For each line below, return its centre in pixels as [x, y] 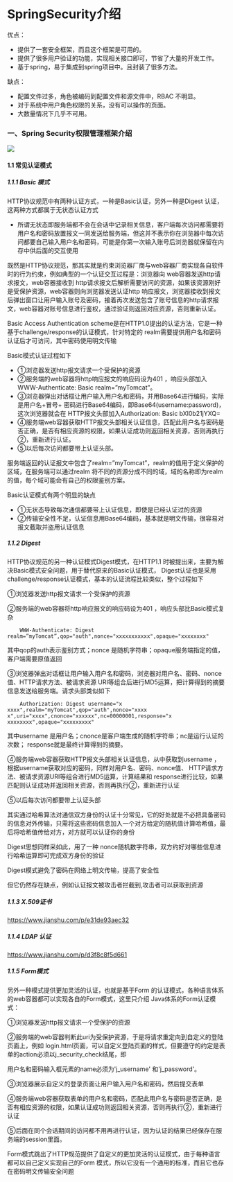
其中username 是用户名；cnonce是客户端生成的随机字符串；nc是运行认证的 [115, 736]
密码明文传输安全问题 [43, 1171]
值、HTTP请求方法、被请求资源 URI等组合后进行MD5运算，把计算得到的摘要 [116, 682]
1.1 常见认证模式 [29, 165]
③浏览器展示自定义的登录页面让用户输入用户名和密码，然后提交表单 [106, 1084]
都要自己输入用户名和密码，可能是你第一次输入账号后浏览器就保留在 [121, 242]
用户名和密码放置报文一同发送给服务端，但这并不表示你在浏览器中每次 [118, 233]
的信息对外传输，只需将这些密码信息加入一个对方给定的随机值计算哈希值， [113, 823]
